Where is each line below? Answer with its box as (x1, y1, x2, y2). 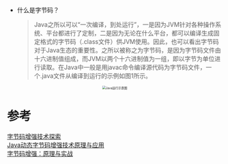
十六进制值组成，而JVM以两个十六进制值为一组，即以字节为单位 (33, 55, 215, 63)
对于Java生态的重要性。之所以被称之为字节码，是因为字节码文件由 (33, 46, 221, 54)
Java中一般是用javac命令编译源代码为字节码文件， (63, 64, 206, 71)
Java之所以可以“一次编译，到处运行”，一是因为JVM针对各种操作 (33, 20, 216, 29)
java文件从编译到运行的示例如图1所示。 (42, 72, 152, 80)
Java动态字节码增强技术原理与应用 (7, 141, 104, 149)
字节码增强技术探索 (7, 132, 61, 140)
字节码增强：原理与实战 (7, 149, 73, 157)
